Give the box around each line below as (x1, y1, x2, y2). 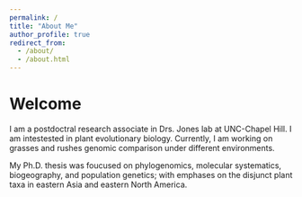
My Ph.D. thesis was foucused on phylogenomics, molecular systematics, (9, 159, 281, 171)
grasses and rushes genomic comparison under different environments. (9, 142, 276, 153)
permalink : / (9, 13, 58, 22)
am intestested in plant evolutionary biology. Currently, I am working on (9, 132, 273, 144)
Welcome (9, 94, 82, 114)
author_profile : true (9, 30, 91, 39)
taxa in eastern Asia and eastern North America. (9, 179, 188, 190)
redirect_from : (9, 38, 67, 48)
